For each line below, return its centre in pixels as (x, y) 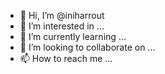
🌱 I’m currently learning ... (73, 36)
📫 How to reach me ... (66, 58)
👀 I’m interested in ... (62, 26)
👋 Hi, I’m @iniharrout (62, 15)
